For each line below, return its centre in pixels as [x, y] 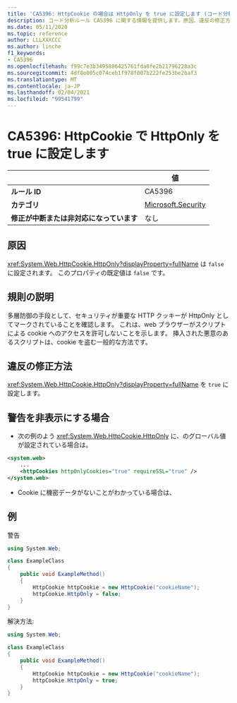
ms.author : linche [34, 47]
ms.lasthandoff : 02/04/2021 [49, 92]
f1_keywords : [26, 54]
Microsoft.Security [175, 204]
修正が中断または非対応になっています [74, 218]
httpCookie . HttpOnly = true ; [75, 680]
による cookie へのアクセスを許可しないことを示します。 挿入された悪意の [115, 333]
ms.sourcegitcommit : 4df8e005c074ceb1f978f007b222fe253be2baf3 [102, 73]
